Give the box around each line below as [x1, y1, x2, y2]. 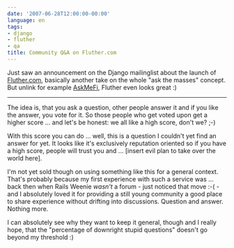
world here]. [7, 154, 42, 162]
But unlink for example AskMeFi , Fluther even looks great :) [7, 83, 178, 92]
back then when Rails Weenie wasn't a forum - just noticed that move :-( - [7, 182, 220, 191]
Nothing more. [7, 204, 49, 213]
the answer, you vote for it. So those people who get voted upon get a [7, 110, 208, 119]
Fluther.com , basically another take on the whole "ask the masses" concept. [7, 75, 226, 84]
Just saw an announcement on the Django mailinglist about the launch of [7, 68, 217, 77]
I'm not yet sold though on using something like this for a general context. [7, 167, 219, 175]
